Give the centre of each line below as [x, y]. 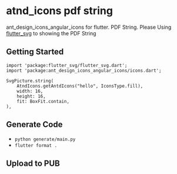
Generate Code [34, 125]
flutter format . [36, 145]
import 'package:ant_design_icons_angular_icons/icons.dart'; [84, 71]
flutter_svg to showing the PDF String [51, 33]
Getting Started [35, 52]
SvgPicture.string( [30, 81]
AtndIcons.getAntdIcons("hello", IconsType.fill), [80, 86]
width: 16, [30, 91]
